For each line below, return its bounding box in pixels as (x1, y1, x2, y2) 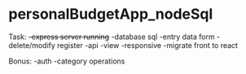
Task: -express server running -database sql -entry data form (8, 32, 215, 41)
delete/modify (8, 40, 55, 50)
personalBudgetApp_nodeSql (8, 5, 213, 24)
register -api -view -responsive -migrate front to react (56, 40, 239, 50)
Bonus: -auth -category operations (8, 56, 125, 66)
